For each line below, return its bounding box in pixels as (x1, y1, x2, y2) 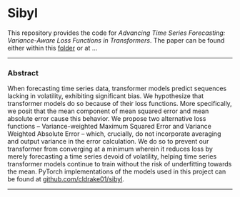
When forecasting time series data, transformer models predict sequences (7, 84, 227, 93)
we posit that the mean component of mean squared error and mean (7, 107, 209, 115)
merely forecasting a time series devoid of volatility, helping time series (7, 152, 217, 161)
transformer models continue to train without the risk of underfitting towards (7, 160, 232, 169)
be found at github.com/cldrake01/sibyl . (7, 175, 125, 183)
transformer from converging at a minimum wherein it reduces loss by (7, 144, 213, 154)
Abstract (7, 68, 39, 78)
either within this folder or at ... (7, 43, 98, 52)
